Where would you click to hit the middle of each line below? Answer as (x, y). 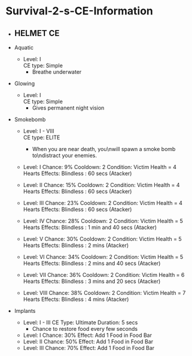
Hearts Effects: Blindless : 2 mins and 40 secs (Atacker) (92, 263)
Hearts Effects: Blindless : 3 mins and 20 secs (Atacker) (92, 281)
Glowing (25, 83)
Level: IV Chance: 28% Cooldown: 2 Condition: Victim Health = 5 (103, 221)
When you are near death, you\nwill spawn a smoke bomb (104, 149)
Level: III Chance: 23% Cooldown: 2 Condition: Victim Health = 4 (103, 203)
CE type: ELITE (42, 137)
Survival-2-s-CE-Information (80, 11)
